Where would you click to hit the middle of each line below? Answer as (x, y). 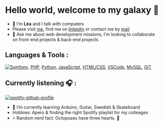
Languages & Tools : (37, 55)
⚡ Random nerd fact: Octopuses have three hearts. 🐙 (66, 118)
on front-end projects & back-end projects (55, 40)
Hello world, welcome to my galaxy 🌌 (82, 10)
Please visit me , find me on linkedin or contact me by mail (71, 29)
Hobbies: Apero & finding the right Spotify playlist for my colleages (80, 112)
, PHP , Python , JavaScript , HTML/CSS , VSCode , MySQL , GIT (90, 67)
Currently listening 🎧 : (41, 83)
